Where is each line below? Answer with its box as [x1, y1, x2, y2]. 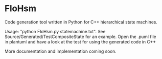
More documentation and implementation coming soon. [4, 48, 116, 54]
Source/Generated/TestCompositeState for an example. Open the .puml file [4, 34, 157, 39]
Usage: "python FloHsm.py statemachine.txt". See [4, 28, 106, 34]
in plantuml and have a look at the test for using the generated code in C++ [4, 39, 156, 44]
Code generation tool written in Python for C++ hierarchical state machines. [4, 19, 158, 25]
